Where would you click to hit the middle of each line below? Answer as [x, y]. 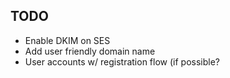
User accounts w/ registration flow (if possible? [122, 61]
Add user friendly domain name [90, 51]
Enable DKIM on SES [67, 40]
